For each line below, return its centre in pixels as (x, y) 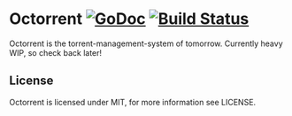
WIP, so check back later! (56, 52)
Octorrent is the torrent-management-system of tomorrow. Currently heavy (146, 43)
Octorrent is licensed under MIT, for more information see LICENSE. (133, 102)
